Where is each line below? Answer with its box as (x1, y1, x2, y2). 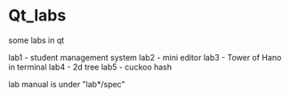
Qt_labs (8, 5, 67, 26)
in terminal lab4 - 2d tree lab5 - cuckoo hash (8, 61, 173, 72)
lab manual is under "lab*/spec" (8, 78, 125, 89)
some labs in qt (8, 35, 65, 45)
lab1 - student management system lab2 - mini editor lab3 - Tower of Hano (8, 52, 282, 62)
